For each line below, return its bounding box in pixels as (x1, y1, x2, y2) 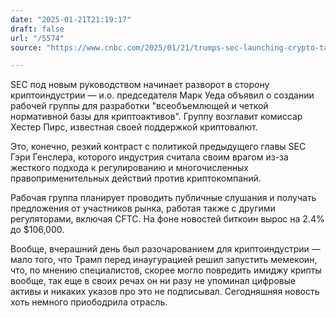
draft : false (10, 24, 65, 34)
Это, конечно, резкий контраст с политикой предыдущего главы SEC (10, 141, 307, 153)
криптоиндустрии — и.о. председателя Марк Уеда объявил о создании (10, 89, 315, 101)
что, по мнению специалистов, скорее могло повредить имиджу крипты (10, 264, 322, 276)
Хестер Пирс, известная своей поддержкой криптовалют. (10, 121, 258, 133)
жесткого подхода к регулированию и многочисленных (10, 162, 250, 174)
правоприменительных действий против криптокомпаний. (10, 172, 262, 185)
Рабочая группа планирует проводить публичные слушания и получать (10, 192, 317, 204)
